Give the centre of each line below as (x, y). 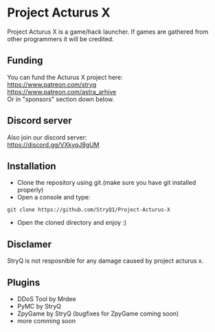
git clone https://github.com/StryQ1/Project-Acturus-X (89, 210)
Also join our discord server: (47, 137)
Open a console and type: (54, 197)
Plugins (24, 282)
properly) (30, 190)
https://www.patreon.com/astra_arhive (62, 91)
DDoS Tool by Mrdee (47, 299)
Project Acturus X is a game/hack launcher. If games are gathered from (108, 32)
